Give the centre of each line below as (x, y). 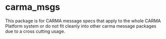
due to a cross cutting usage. (35, 31)
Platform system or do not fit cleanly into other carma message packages (81, 26)
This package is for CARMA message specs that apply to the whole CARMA (83, 21)
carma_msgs (33, 7)
